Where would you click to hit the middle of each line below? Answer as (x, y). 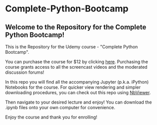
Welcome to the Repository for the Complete (76, 27)
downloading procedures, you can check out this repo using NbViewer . (78, 92)
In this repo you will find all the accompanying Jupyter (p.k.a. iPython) (77, 82)
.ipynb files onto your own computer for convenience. (60, 107)
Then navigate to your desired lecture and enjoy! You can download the (78, 102)
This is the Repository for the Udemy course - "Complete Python (72, 47)
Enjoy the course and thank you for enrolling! (51, 117)
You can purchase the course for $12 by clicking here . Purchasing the (77, 62)
